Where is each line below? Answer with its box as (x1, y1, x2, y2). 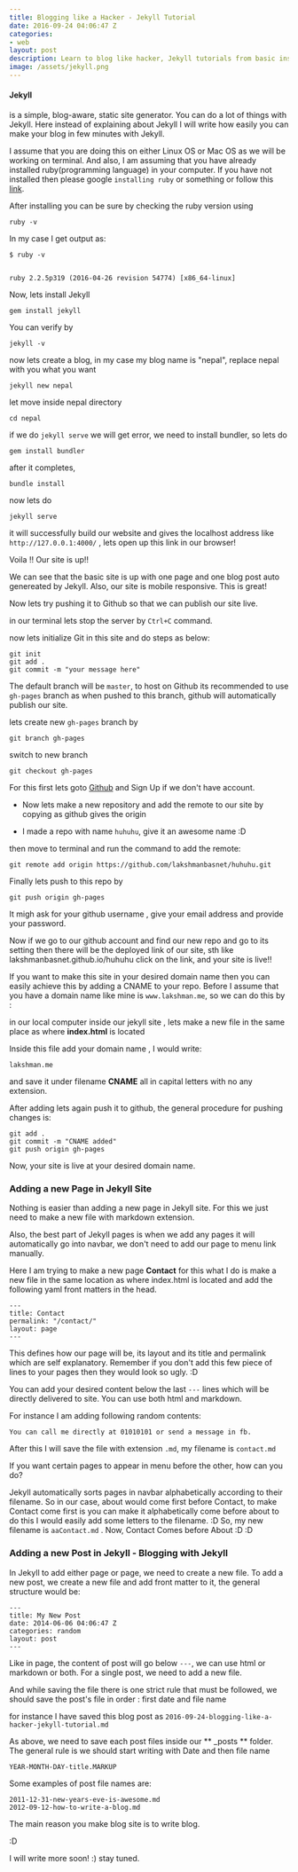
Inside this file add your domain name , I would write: (9, 1043, 202, 1054)
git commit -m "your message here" (9, 665, 141, 674)
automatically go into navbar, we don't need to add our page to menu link (9, 1239, 277, 1249)
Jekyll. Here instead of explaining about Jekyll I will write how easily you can (9, 119, 289, 130)
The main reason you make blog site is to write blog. (9, 1818, 200, 1829)
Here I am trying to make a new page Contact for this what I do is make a (9, 1265, 277, 1276)
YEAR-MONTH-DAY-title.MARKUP (9, 1762, 117, 1771)
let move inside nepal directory (9, 397, 122, 408)
